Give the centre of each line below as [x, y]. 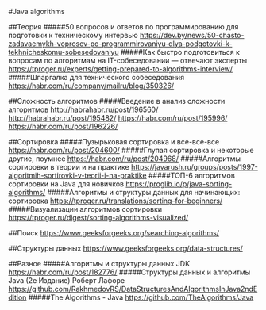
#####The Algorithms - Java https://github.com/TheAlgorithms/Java [141, 297]
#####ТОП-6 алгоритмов [192, 175]
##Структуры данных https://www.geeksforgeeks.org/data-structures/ [126, 248]
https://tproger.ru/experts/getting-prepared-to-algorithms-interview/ [120, 69]
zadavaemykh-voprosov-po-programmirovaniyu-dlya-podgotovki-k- [120, 44]
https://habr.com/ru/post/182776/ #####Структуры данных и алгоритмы [129, 272]
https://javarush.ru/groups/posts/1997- [194, 167]
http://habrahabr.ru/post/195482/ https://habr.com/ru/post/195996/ [118, 118]
